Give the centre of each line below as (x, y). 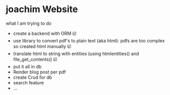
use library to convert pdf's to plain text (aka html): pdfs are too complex (89, 40)
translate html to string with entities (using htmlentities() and (76, 54)
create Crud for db (32, 77)
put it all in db (27, 66)
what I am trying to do (29, 23)
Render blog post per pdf (40, 72)
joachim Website (42, 9)
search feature (28, 82)
